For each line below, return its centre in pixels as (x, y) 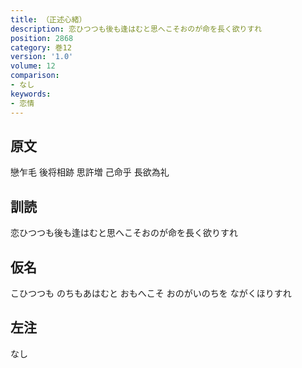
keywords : (31, 94)
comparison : (35, 76)
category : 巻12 (41, 47)
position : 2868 (42, 38)
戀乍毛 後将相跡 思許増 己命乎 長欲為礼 (90, 172)
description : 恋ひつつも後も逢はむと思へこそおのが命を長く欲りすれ (136, 29)
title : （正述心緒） (48, 19)
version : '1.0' (42, 57)
